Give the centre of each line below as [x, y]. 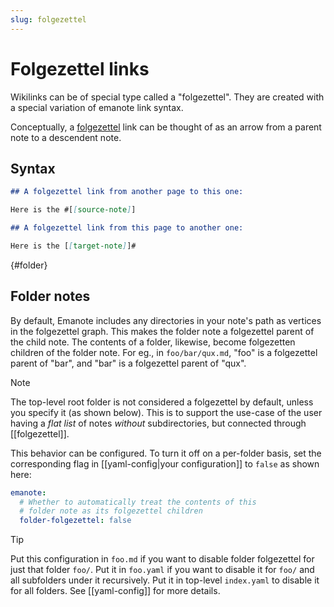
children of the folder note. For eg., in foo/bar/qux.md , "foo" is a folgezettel [164, 352]
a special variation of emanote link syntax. [97, 107]
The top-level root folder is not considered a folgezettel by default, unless [162, 402]
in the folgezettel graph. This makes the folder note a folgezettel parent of [162, 331]
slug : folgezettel [48, 19]
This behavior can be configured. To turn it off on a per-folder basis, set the [166, 453]
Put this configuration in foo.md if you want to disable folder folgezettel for [162, 559]
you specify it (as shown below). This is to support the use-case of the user [166, 412]
